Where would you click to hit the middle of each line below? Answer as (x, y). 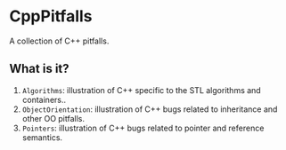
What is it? (39, 69)
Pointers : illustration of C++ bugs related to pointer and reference (143, 128)
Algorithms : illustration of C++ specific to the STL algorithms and (141, 90)
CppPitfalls (51, 16)
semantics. (42, 137)
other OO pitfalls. (53, 118)
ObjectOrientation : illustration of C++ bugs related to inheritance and (150, 109)
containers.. (44, 99)
